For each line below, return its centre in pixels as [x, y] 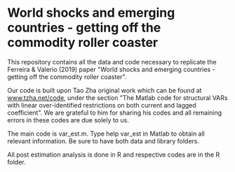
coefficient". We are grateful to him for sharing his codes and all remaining [115, 113]
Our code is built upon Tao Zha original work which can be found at [105, 90]
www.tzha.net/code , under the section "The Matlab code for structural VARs [117, 98]
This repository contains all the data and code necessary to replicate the [112, 62]
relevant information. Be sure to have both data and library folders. [103, 141]
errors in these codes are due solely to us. [68, 120]
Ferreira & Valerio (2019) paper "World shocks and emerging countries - [111, 69]
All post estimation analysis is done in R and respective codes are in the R [114, 155]
